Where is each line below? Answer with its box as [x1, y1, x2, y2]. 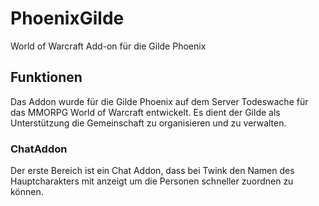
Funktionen [10, 69, 83, 86]
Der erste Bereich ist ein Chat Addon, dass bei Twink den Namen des [10, 165, 295, 177]
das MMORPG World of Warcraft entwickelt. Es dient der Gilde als [10, 106, 281, 118]
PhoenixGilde [10, 7, 125, 30]
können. [10, 186, 44, 198]
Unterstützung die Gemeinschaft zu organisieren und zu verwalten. [10, 117, 287, 129]
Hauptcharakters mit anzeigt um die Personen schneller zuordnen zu [10, 175, 294, 187]
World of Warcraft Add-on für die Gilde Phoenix [10, 40, 207, 52]
